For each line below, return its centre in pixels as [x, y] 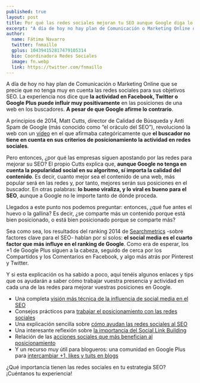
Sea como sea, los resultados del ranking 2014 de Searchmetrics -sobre [95, 231]
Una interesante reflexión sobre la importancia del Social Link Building [101, 331]
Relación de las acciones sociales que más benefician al [84, 337]
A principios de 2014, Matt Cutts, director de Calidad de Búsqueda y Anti [95, 121]
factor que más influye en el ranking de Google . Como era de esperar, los [98, 244]
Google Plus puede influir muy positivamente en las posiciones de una [94, 103]
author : [16, 34]
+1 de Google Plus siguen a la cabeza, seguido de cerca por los [84, 250]
